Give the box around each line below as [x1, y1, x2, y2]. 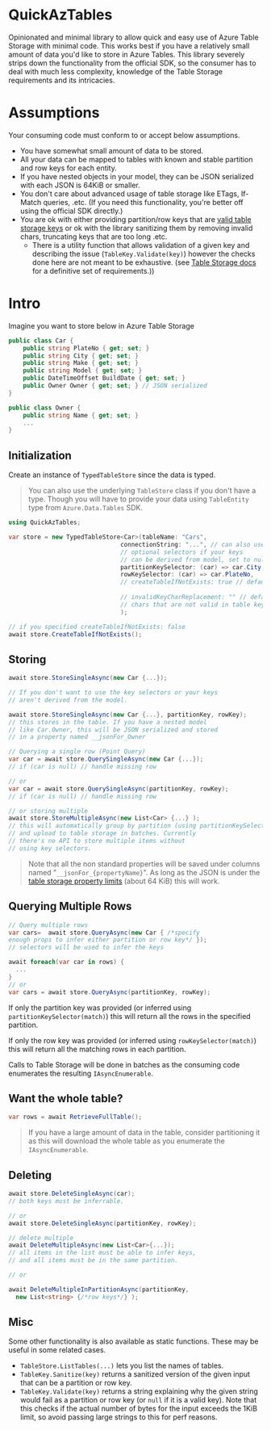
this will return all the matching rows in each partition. [8, 1044, 187, 1054]
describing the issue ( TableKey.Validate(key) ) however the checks [31, 249, 256, 258]
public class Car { [8, 337, 74, 345]
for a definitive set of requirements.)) [31, 266, 155, 275]
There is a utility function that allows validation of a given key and [31, 240, 250, 250]
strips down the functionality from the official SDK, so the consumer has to [8, 58, 256, 68]
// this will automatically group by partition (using [8, 822, 197, 830]
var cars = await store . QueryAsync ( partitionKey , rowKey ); [8, 988, 211, 996]
